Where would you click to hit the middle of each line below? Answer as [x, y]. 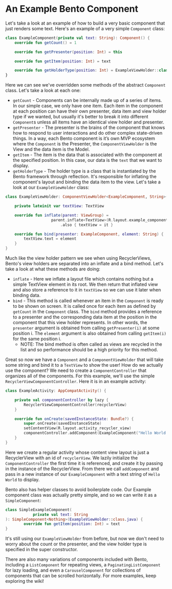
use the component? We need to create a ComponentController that [76, 371]
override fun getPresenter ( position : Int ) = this [69, 52]
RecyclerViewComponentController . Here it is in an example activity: [76, 382]
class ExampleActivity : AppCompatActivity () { [56, 391]
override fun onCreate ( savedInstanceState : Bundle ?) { [74, 419]
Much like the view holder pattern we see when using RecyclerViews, [79, 258]
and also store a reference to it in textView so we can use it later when [87, 290]
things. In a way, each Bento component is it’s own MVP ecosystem [84, 138]
